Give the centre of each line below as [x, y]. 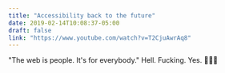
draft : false [30, 30]
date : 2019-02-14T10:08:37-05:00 [64, 23]
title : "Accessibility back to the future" [82, 15]
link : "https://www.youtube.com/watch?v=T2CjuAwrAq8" [100, 38]
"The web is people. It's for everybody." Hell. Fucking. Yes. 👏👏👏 [113, 60]
